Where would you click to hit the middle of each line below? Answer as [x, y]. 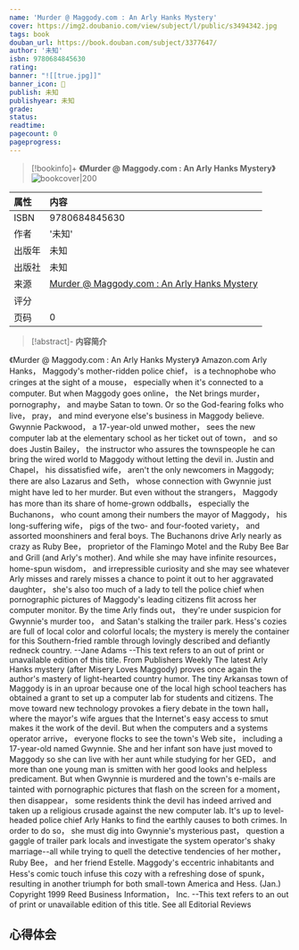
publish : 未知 [34, 92]
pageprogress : [36, 142]
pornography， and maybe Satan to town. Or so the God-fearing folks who [146, 404]
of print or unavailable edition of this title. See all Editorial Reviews [130, 904]
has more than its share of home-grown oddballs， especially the [129, 503]
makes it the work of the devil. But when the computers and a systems [139, 727]
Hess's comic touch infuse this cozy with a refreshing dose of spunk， [139, 873]
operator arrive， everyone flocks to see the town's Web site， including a [146, 738]
